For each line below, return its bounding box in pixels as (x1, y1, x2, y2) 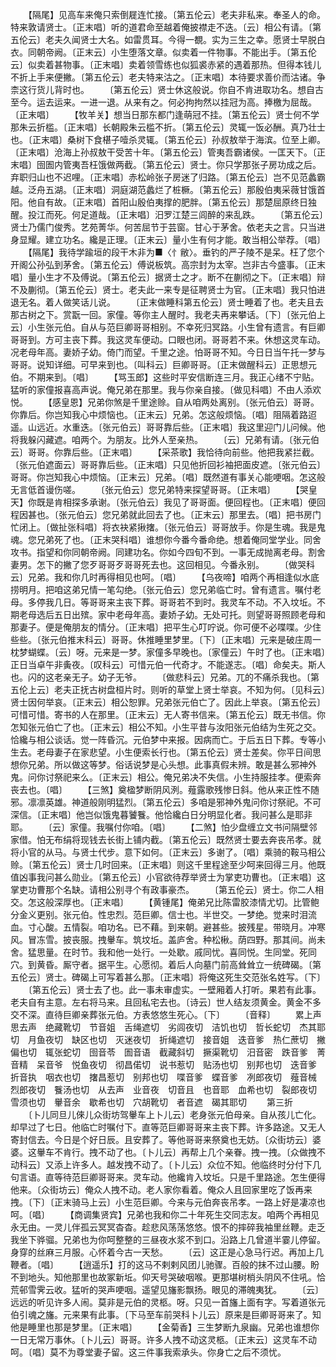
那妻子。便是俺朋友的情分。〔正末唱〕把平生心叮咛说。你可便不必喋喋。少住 (10, 621, 322, 633)
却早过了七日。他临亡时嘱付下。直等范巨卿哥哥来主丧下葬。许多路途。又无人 (10, 1121, 326, 1133)
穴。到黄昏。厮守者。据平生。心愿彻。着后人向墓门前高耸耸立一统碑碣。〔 (10, 959, 313, 970)
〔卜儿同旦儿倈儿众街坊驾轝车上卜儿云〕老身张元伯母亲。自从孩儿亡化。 (27, 1109, 322, 1120)
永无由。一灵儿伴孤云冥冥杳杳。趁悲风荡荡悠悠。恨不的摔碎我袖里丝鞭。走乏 (10, 1221, 326, 1233)
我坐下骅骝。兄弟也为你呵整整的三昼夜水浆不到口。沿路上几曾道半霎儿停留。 (10, 1234, 326, 1245)
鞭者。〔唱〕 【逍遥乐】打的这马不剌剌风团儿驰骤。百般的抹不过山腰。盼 (10, 1259, 320, 1270)
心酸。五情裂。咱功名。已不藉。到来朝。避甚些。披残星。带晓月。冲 (36, 921, 317, 933)
